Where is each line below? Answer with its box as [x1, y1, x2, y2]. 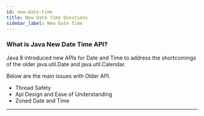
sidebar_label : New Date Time [6, 20, 83, 26]
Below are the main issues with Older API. [6, 72, 110, 80]
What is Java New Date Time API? [6, 40, 108, 49]
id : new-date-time [6, 9, 53, 15]
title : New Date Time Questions [6, 15, 88, 21]
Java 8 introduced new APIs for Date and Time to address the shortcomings [6, 54, 196, 61]
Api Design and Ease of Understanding [15, 90, 112, 98]
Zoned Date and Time [15, 97, 70, 104]
